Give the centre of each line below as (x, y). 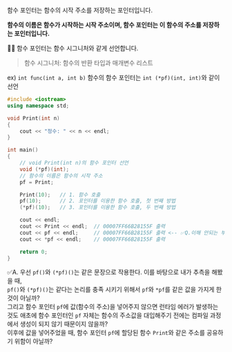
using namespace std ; (38, 106)
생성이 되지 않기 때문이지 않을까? (64, 324)
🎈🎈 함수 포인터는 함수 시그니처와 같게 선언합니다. (73, 48)
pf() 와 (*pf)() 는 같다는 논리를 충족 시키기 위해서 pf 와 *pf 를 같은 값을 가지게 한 (115, 290)
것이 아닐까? (23, 298)
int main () (23, 150)
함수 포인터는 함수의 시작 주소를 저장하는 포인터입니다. (80, 10)
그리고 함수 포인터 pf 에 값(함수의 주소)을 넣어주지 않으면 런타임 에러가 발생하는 (113, 307)
